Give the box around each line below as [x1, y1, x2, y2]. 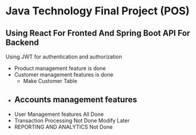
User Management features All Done [14, 111, 104, 118]
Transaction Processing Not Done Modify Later [14, 116, 130, 124]
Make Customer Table [23, 78, 77, 84]
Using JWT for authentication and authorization [5, 53, 123, 60]
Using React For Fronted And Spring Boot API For [5, 28, 191, 38]
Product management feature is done [14, 65, 106, 72]
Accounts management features [14, 94, 138, 105]
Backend [5, 37, 39, 47]
